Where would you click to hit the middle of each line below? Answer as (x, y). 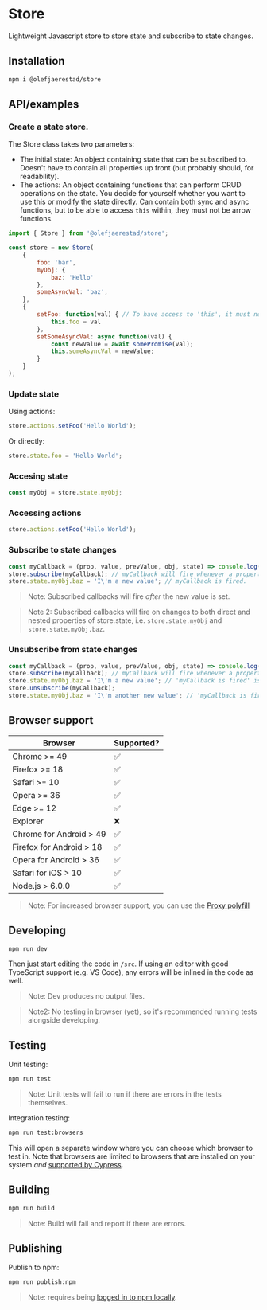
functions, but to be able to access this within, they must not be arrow (135, 210)
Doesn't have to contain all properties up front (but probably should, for (137, 168)
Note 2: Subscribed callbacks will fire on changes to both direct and (139, 612)
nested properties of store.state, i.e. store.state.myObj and (125, 620)
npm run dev (28, 948)
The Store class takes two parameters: (72, 144)
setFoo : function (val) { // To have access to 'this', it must (143, 315)
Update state (34, 393)
